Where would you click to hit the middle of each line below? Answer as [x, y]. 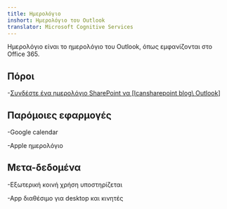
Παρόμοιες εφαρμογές [59, 115]
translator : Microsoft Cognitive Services [70, 27]
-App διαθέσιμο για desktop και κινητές [65, 198]
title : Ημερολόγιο [34, 14]
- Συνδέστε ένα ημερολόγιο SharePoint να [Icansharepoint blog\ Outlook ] [114, 93]
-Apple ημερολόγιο [35, 146]
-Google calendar [33, 132]
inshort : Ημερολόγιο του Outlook [56, 20]
